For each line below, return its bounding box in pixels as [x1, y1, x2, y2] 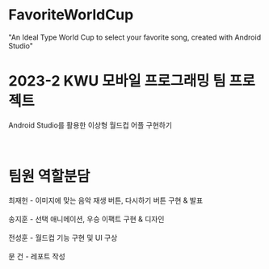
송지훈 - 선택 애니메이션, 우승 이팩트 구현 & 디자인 [8, 214, 165, 224]
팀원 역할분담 [8, 167, 90, 186]
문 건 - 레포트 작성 [8, 251, 66, 261]
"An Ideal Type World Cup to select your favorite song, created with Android [8, 32, 261, 42]
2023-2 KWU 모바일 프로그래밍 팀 [8, 72, 226, 90]
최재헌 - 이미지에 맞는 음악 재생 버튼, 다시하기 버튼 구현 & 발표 [8, 195, 204, 205]
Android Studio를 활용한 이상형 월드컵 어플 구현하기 [8, 120, 172, 130]
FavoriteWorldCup [8, 6, 134, 24]
